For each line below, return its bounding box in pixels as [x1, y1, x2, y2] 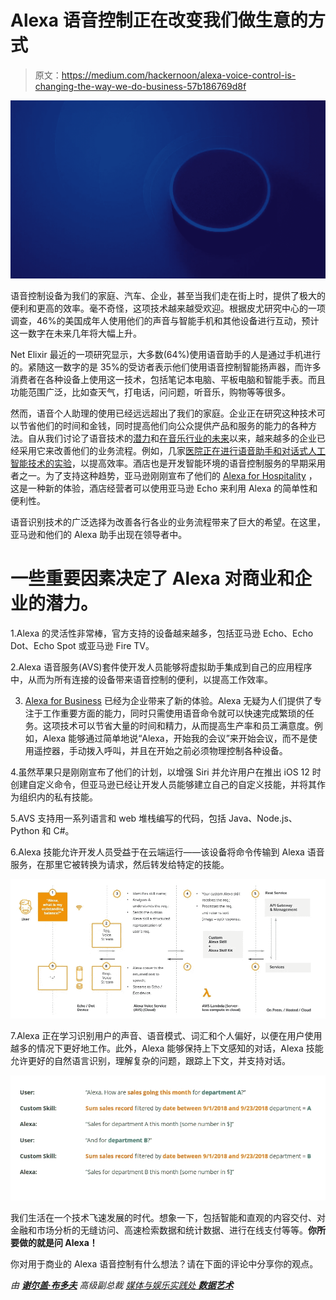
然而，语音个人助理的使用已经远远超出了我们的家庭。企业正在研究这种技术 [10, 407, 317, 419]
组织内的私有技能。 [18, 791, 98, 803]
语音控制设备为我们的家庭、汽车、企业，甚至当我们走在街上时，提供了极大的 [10, 289, 326, 301]
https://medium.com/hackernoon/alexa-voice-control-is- [61, 69, 297, 81]
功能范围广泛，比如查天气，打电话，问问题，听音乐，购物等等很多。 [10, 386, 291, 398]
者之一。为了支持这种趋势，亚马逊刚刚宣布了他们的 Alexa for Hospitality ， [10, 469, 318, 481]
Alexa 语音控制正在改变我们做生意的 [10, 9, 308, 32]
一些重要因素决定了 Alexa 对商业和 [10, 567, 295, 590]
